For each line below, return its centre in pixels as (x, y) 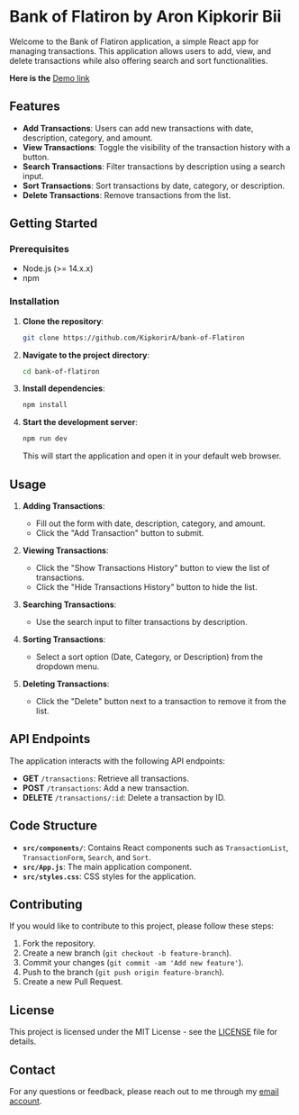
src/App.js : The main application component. (107, 866)
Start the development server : (80, 422)
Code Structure (53, 826)
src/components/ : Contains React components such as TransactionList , (155, 848)
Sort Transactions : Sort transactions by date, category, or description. (154, 186)
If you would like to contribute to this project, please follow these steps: (142, 926)
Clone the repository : (63, 321)
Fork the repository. (59, 944)
